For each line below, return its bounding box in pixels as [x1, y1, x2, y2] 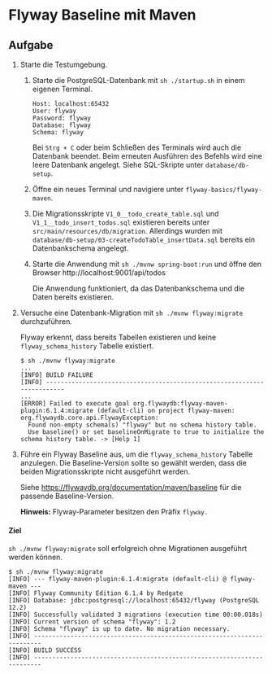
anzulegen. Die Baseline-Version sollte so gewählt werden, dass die [19, 458, 248, 467]
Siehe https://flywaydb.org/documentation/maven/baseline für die [19, 483, 242, 492]
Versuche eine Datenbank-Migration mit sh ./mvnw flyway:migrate [19, 308, 244, 317]
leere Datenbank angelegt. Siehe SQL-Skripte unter [32, 160, 205, 169]
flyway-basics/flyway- [185, 186, 262, 194]
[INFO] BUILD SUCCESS [8, 646, 82, 654]
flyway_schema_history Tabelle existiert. [19, 341, 154, 351]
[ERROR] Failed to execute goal [19, 400, 130, 408]
